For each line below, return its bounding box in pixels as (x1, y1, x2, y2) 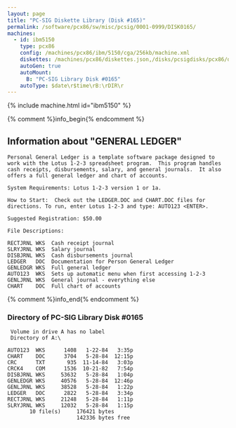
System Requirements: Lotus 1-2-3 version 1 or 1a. (7, 185, 162, 192)
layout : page (7, 10, 46, 18)
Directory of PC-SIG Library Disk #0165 (7, 312, 144, 322)
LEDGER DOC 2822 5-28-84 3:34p (7, 390, 133, 397)
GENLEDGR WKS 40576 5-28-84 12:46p (7, 377, 133, 384)
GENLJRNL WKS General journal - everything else (7, 276, 156, 284)
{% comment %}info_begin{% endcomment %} (7, 115, 145, 123)
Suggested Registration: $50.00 (7, 215, 102, 222)
